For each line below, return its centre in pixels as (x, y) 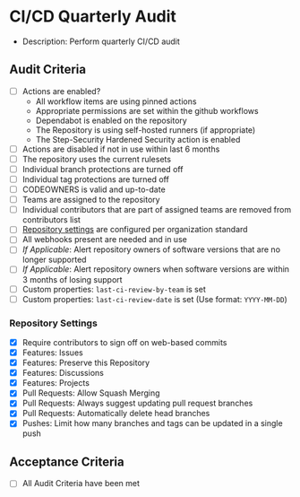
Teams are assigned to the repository (91, 200)
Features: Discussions (63, 373)
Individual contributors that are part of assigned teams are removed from (157, 210)
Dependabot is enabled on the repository (111, 120)
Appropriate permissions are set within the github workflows (147, 110)
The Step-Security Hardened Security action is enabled (138, 139)
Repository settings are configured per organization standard (135, 230)
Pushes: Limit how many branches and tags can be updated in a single (153, 423)
